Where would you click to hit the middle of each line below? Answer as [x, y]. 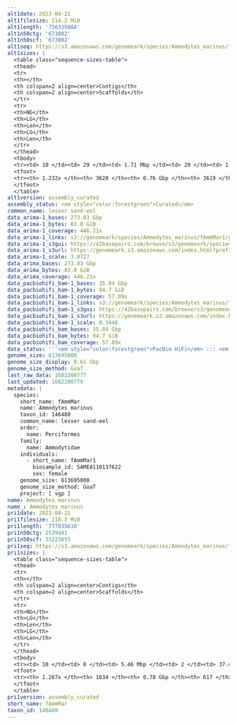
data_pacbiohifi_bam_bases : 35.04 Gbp [64, 329]
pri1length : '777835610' [44, 526]
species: [26, 395]
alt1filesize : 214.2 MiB [44, 20]
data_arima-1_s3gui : [38, 244]
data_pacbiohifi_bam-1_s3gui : [52, 310]
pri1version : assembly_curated [53, 697]
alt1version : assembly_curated [53, 198]
